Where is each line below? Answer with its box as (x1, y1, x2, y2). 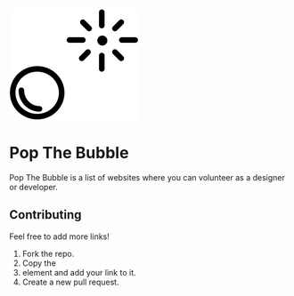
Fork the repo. (21, 248, 75, 259)
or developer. (9, 181, 58, 192)
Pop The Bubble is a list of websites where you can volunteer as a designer (9, 172, 285, 182)
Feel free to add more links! (9, 231, 110, 242)
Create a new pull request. (21, 276, 119, 287)
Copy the (21, 258, 56, 268)
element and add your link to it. (21, 267, 136, 277)
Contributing (9, 207, 82, 222)
